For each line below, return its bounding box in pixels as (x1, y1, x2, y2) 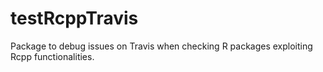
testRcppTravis (10, 7, 139, 30)
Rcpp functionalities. (10, 50, 95, 62)
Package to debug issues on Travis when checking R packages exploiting (10, 40, 313, 52)
